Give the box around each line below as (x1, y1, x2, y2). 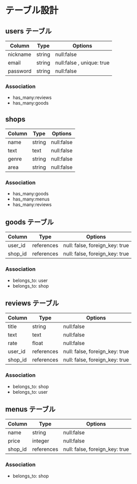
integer (32, 437, 49, 445)
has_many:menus (12, 196, 50, 203)
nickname (8, 51, 32, 58)
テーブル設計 (5, 5, 59, 16)
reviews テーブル (5, 298, 60, 308)
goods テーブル (5, 217, 54, 226)
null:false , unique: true (55, 59, 109, 66)
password (8, 68, 32, 74)
